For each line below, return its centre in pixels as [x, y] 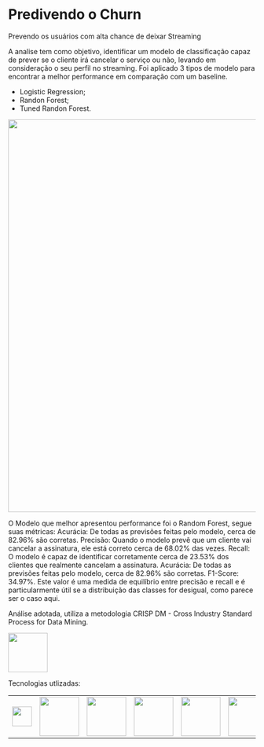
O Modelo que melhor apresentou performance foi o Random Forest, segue [130, 523]
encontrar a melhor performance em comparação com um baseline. [118, 76]
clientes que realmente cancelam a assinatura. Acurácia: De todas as [120, 565]
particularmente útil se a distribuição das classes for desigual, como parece [131, 590]
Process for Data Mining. [48, 621]
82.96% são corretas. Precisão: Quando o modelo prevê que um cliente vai [130, 540]
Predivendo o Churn [75, 15]
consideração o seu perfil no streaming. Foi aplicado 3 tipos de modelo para [132, 68]
